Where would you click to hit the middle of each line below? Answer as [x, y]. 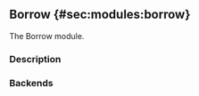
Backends [31, 83]
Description [35, 59]
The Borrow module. [47, 36]
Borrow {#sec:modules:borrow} [100, 15]
